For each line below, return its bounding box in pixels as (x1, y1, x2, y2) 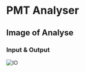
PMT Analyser (6, 4, 80, 17)
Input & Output (6, 46, 50, 54)
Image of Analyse (6, 28, 74, 38)
